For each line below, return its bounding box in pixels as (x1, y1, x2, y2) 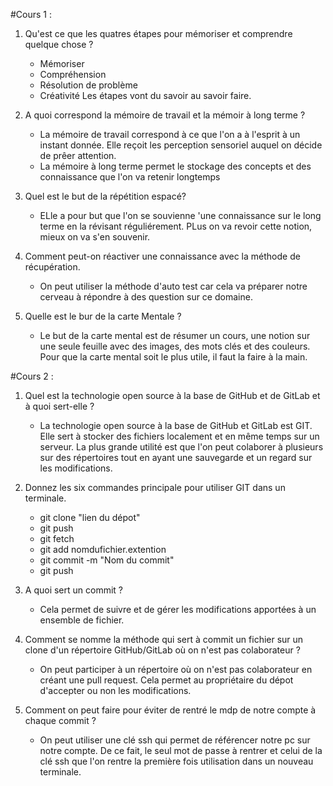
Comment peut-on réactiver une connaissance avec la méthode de (24, 250, 301, 262)
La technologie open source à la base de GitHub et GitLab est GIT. (39, 420, 313, 431)
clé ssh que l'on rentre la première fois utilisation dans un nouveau (39, 755, 314, 767)
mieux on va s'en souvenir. (39, 231, 151, 243)
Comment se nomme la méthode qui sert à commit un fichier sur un (24, 634, 304, 645)
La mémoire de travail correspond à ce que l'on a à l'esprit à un (39, 129, 301, 140)
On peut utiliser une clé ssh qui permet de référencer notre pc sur (39, 734, 311, 746)
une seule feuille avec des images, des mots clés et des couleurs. (39, 340, 311, 352)
